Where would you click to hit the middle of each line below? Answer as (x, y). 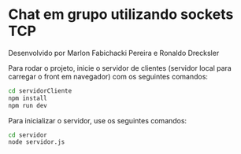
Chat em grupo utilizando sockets (121, 15)
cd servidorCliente (40, 91)
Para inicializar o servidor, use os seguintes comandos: (98, 120)
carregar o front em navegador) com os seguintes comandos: (108, 76)
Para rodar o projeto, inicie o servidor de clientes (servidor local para (120, 68)
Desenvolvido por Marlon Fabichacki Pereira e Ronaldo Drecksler (114, 53)
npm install (28, 98)
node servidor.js (37, 142)
